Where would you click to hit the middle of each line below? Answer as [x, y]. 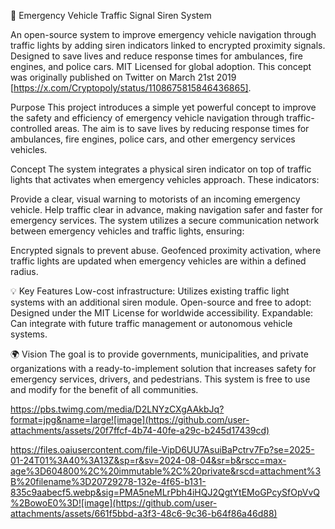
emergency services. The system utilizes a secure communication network [165, 220]
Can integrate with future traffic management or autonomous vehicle [151, 323]
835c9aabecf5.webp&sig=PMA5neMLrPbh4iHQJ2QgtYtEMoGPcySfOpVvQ [165, 492]
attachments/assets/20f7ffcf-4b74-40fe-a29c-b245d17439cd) [140, 430]
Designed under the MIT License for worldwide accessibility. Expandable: [162, 313]
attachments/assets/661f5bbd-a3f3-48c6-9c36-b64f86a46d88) [144, 513]
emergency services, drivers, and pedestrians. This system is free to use [160, 379]
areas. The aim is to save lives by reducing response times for [182, 128]
